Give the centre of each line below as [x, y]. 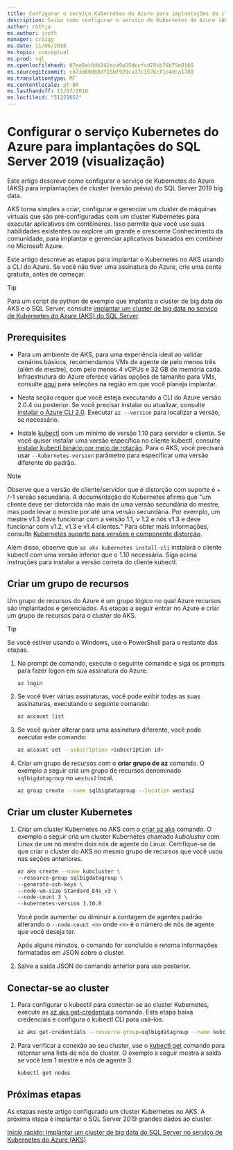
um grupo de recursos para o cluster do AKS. [72, 615]
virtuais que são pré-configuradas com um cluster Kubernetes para [103, 216]
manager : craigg [31, 40]
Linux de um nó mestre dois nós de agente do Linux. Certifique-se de [116, 844]
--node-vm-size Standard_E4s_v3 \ [67, 891]
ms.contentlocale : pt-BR [43, 85]
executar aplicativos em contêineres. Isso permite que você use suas [106, 224]
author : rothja [29, 26]
